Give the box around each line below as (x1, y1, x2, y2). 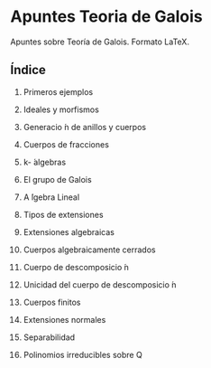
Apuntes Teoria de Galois (10, 6, 204, 27)
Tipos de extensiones (23, 209, 104, 220)
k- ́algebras (23, 156, 67, 167)
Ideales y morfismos (23, 104, 100, 115)
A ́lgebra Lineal (23, 192, 80, 203)
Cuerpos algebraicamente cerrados (23, 244, 156, 255)
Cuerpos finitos (23, 297, 81, 307)
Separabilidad (23, 332, 76, 343)
